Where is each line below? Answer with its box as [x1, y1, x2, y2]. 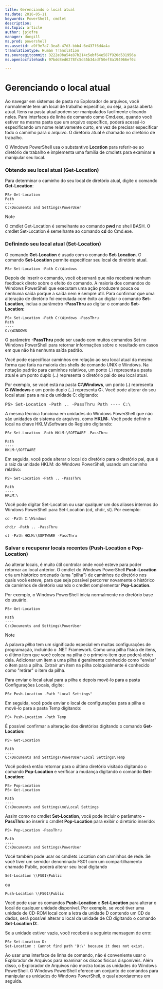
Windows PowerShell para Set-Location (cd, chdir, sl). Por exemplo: [5, 506, 141, 512]
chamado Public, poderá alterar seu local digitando [5, 864, 108, 870]
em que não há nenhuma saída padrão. [5, 347, 84, 353]
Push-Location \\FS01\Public [5, 891, 64, 896]
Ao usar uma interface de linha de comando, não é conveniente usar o [5, 952, 146, 958]
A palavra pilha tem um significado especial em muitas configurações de [5, 642, 151, 647]
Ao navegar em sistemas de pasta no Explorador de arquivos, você [5, 99, 140, 104]
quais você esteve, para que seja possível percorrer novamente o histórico [5, 577, 155, 583]
